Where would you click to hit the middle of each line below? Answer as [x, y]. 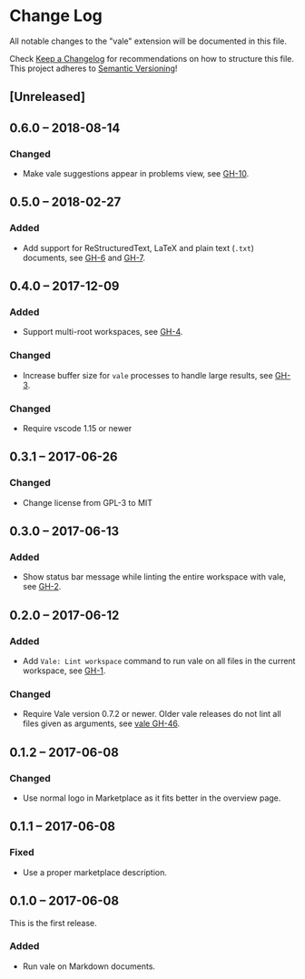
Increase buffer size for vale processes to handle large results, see [148, 375]
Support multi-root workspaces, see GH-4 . [103, 332]
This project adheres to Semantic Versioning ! [93, 68]
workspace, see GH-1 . [64, 671]
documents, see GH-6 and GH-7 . [84, 257]
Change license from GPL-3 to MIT [87, 502]
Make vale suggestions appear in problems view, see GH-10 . [136, 174]
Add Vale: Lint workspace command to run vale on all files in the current [159, 661]
